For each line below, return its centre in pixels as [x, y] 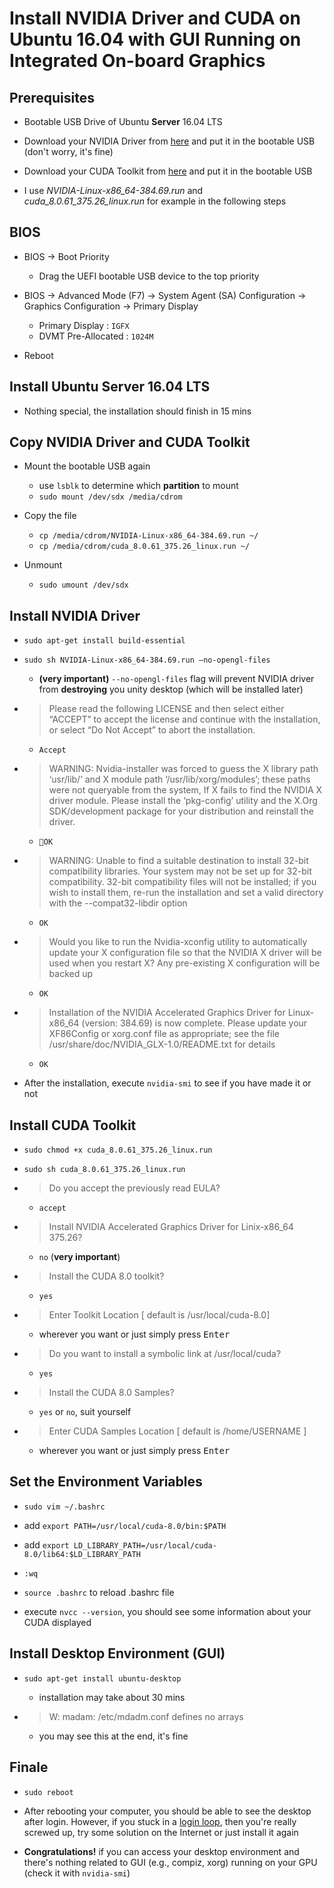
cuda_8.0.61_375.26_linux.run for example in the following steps [155, 201]
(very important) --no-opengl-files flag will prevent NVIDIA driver [176, 679]
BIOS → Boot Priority [66, 256]
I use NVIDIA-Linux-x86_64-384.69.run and [113, 190]
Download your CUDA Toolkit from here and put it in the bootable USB [168, 171]
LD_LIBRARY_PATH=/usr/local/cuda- [145, 1545]
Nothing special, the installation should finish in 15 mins [137, 411]
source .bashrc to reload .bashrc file [99, 1592]
